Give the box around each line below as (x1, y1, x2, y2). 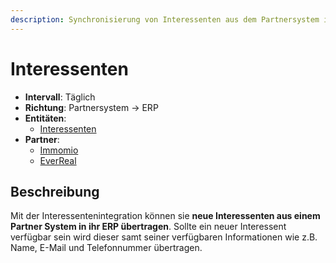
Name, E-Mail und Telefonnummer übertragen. (10, 242, 203, 254)
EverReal (39, 154, 77, 166)
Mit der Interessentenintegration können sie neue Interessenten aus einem (10, 210, 321, 222)
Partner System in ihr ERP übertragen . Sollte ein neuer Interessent (10, 221, 287, 233)
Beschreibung (10, 183, 100, 200)
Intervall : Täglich (24, 91, 96, 103)
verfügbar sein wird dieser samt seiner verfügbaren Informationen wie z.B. (10, 231, 318, 243)
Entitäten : (24, 112, 67, 124)
